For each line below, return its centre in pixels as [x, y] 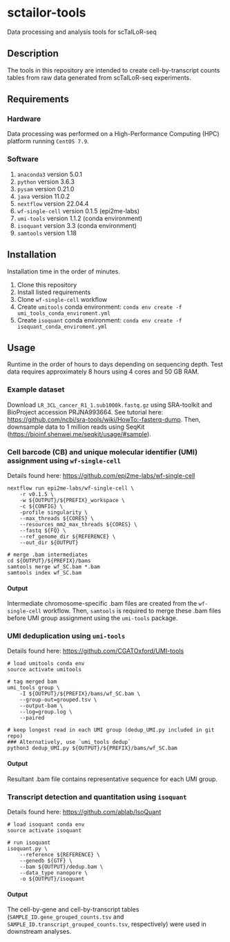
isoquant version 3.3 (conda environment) [77, 225]
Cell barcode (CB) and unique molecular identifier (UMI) [103, 452]
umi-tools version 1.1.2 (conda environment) [80, 218]
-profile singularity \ [54, 512]
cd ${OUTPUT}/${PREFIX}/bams [49, 561]
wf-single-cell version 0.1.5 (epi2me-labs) [78, 211]
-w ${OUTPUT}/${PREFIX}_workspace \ [73, 500]
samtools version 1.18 [47, 233]
